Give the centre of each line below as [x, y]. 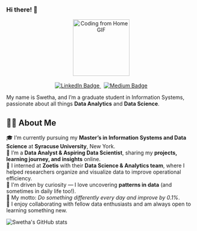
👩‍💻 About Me [31, 123]
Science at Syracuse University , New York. [61, 147]
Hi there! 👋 [22, 10]
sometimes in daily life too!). [41, 191]
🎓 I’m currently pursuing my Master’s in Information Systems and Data [96, 138]
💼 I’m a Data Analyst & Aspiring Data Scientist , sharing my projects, [92, 153]
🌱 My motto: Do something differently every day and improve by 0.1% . [93, 198]
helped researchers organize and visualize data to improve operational [94, 172]
